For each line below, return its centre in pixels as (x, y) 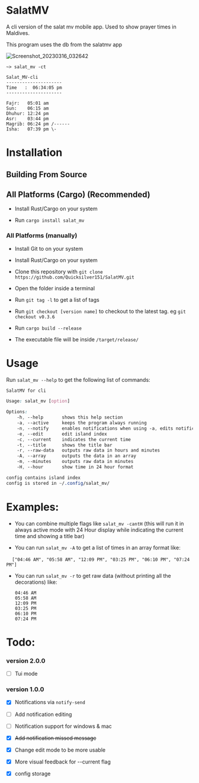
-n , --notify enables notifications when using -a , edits (95, 428)
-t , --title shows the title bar (65, 445)
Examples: (33, 507)
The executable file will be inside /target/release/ (77, 339)
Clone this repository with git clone (59, 271)
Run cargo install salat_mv (49, 220)
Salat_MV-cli (22, 77)
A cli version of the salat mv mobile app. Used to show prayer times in (91, 27)
